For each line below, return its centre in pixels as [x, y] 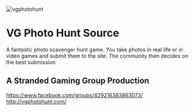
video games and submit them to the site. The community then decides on [97, 56]
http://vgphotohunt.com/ [36, 102]
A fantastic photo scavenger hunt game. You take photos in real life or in [95, 49]
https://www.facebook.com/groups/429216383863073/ [75, 95]
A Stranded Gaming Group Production [78, 81]
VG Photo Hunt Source [63, 33]
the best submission [31, 62]
